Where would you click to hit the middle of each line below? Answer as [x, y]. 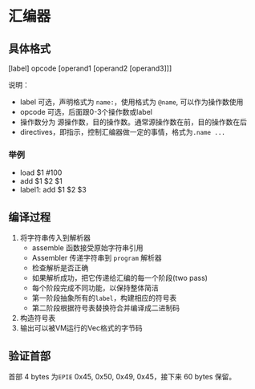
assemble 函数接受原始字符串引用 [87, 248]
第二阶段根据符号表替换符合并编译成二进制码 [106, 308]
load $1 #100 [41, 172]
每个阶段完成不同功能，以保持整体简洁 [95, 288]
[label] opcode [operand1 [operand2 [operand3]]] [90, 68]
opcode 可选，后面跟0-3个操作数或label [86, 112]
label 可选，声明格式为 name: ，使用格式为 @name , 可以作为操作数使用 [132, 102]
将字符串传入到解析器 [55, 238]
